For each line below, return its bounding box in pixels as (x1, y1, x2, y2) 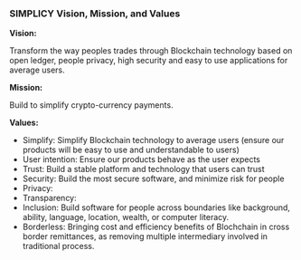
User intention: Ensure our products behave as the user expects (22, 154, 260, 165)
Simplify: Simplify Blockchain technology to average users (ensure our (22, 135, 285, 146)
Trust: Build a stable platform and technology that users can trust (22, 164, 265, 175)
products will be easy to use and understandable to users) (22, 144, 240, 156)
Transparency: (22, 193, 77, 204)
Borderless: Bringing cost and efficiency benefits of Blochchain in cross (22, 221, 290, 233)
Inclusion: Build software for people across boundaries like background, (22, 202, 291, 213)
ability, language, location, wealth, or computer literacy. (22, 212, 230, 223)
